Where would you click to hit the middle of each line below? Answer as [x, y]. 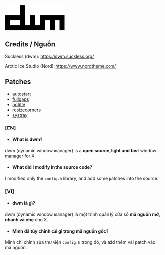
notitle [19, 104]
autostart [22, 94]
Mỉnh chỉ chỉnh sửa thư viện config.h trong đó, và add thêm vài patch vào [80, 242]
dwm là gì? [24, 203]
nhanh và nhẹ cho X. [27, 220]
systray [20, 115]
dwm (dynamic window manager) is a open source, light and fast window [81, 150]
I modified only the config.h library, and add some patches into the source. [82, 178]
